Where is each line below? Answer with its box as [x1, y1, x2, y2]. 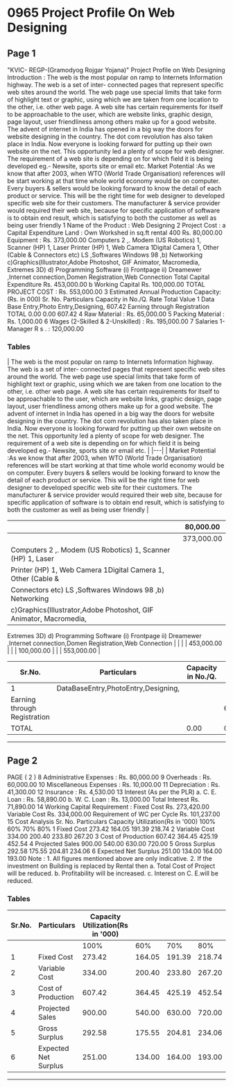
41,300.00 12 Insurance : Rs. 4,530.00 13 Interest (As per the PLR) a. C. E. [7, 788, 217, 796]
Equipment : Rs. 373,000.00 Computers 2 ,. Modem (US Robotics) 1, [7, 236, 201, 244]
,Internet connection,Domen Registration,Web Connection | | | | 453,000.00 [7, 639, 223, 648]
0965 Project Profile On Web [7, 5, 175, 21]
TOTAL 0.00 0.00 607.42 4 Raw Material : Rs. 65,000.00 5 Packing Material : [7, 310, 225, 318]
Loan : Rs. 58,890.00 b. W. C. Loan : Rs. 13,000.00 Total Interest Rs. [7, 795, 200, 804]
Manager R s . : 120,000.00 [7, 325, 85, 333]
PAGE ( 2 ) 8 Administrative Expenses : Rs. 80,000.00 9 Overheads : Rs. [7, 773, 212, 781]
